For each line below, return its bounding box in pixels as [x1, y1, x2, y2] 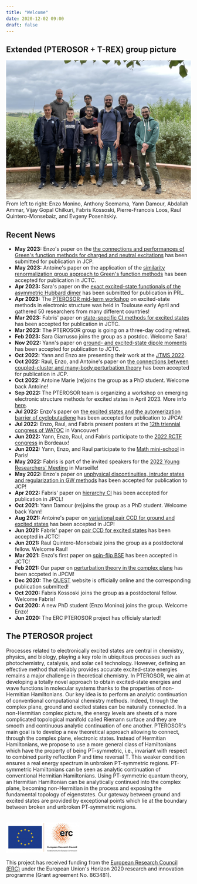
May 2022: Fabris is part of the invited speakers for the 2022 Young [14, 458, 180, 465]
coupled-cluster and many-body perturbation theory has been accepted [14, 364, 189, 371]
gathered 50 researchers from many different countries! [14, 308, 150, 315]
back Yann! [14, 508, 42, 515]
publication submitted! [14, 583, 69, 590]
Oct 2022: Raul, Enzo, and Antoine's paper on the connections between [14, 358, 189, 365]
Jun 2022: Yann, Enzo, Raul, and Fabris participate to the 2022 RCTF [14, 433, 182, 440]
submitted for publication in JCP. [14, 258, 94, 265]
